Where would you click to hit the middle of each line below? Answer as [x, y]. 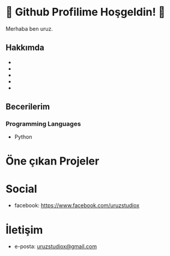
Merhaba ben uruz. [29, 28]
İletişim [24, 230]
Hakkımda [25, 48]
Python [23, 137]
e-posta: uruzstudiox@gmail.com [56, 246]
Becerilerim [28, 106]
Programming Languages [44, 123]
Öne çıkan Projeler [53, 161]
